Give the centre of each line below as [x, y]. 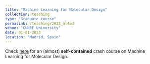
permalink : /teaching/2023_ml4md [40, 23]
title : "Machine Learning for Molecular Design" [56, 10]
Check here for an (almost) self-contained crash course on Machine [75, 51]
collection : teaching [27, 14]
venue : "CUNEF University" [33, 28]
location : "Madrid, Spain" [33, 37]
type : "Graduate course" [31, 19]
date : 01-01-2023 [23, 32]
